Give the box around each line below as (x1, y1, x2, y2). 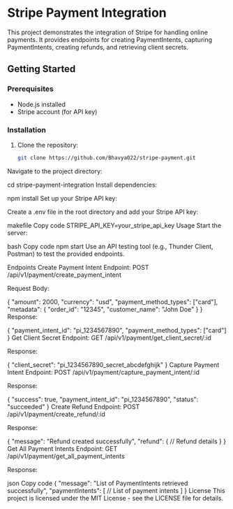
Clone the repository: (17, 141, 79, 149)
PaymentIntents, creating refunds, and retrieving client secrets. (7, 43, 188, 51)
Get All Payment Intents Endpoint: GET (7, 444, 118, 452)
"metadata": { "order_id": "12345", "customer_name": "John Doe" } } (7, 305, 204, 313)
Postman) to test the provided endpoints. (7, 250, 125, 258)
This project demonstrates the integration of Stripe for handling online (7, 28, 208, 36)
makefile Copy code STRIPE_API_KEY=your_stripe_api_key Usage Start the (7, 221, 222, 229)
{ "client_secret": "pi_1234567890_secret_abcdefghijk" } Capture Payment (7, 360, 220, 368)
